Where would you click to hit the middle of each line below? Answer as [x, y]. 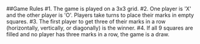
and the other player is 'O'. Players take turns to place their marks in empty [100, 15]
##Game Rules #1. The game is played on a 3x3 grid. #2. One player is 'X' [99, 9]
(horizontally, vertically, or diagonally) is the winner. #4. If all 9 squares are [100, 28]
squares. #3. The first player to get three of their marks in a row [86, 21]
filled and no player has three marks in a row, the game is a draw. [88, 34]
